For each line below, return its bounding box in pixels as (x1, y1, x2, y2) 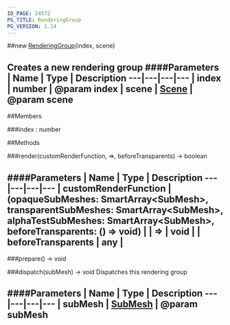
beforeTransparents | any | (7, 236, 124, 248)
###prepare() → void (7, 255, 67, 262)
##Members (7, 112, 43, 120)
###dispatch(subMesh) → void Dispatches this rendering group (7, 268, 187, 276)
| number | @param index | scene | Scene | (7, 83, 194, 95)
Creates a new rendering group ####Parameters (7, 61, 220, 73)
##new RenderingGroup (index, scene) (7, 42, 115, 50)
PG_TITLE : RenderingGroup (7, 16, 81, 23)
